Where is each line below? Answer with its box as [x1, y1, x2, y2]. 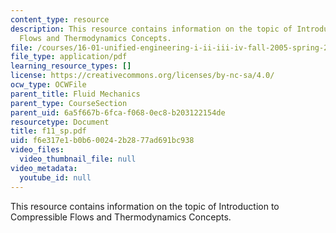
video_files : [10, 145, 65, 155]
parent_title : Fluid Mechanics [10, 89, 141, 99]
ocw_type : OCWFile [10, 80, 87, 90]
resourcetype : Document [10, 117, 110, 127]
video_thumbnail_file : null [19, 154, 137, 164]
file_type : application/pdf [10, 52, 128, 62]
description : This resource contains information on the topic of [10, 24, 293, 34]
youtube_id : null [19, 172, 92, 183]
